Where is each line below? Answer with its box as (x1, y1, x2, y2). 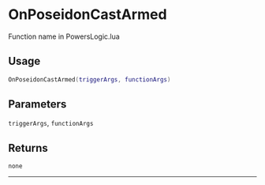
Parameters (8, 97, 67, 111)
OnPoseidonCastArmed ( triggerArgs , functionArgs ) (8, 75, 171, 84)
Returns (8, 141, 49, 155)
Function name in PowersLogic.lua (8, 32, 120, 41)
